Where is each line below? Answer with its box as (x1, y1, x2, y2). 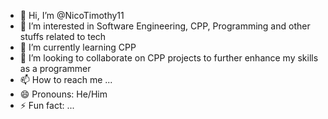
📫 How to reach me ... (19, 74, 113, 85)
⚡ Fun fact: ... (19, 100, 75, 111)
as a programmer (19, 63, 92, 74)
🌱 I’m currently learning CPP (19, 41, 137, 53)
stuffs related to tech (19, 31, 107, 42)
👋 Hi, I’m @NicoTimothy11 (19, 10, 125, 21)
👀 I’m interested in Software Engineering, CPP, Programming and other (19, 20, 311, 32)
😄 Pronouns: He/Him (19, 88, 108, 100)
